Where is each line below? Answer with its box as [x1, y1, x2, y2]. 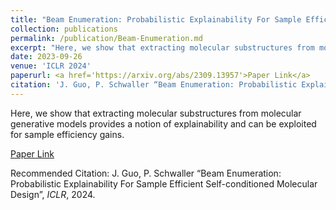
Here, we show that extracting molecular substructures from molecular [10, 107, 302, 119]
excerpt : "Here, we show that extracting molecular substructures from [10, 42, 315, 53]
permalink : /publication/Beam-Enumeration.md [10, 33, 203, 43]
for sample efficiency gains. [10, 128, 125, 140]
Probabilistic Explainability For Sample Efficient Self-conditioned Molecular [10, 177, 318, 190]
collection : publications [10, 24, 118, 34]
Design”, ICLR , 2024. [10, 188, 96, 200]
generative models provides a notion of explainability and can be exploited [10, 117, 317, 130]
